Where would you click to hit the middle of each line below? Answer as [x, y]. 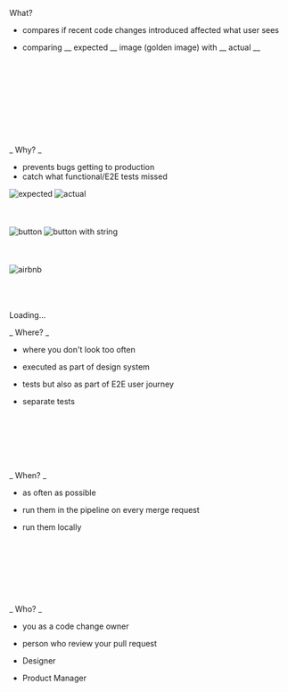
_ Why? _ [25, 150]
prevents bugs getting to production [88, 167]
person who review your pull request [90, 643]
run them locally [52, 527]
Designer [39, 661]
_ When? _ [28, 475]
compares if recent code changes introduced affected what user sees [150, 30]
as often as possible [59, 493]
